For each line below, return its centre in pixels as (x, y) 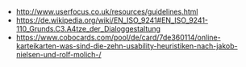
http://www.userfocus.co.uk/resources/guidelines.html (107, 12)
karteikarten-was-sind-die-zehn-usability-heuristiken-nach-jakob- (127, 46)
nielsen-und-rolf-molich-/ (59, 54)
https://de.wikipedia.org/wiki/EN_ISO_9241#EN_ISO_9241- (112, 20)
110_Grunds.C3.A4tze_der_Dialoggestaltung (88, 29)
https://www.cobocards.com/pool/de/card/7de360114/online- (118, 37)
